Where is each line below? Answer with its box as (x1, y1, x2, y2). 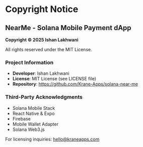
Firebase (12, 115, 31, 121)
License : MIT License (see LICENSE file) (12, 76, 96, 82)
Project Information (5, 59, 54, 66)
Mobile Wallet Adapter (12, 121, 59, 127)
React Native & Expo (12, 110, 55, 116)
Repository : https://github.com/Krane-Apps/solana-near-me (12, 81, 138, 87)
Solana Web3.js (12, 126, 45, 132)
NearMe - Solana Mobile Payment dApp (5, 24, 131, 32)
